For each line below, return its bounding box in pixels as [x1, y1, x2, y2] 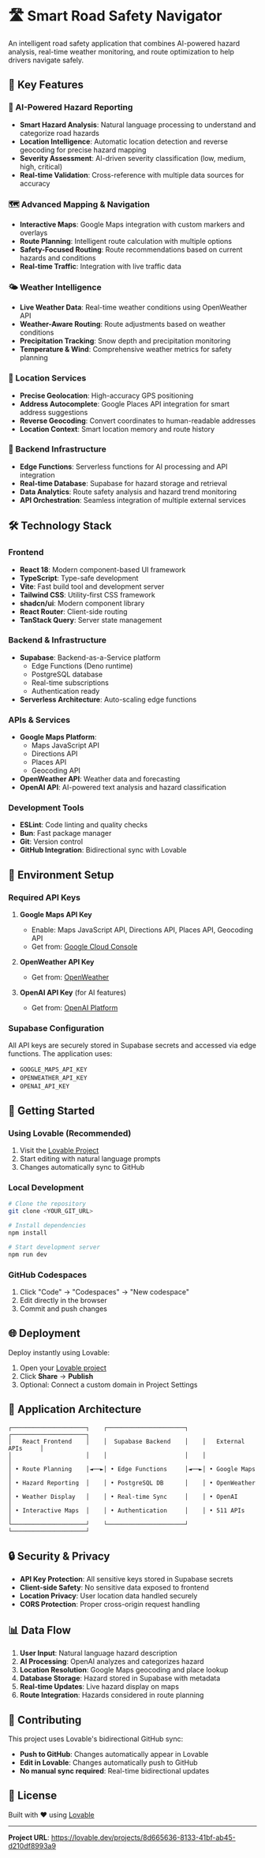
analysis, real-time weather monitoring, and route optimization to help [8, 47, 235, 56]
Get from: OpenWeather [31, 972, 110, 982]
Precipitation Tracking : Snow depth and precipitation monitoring [19, 336, 231, 346]
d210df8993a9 [8, 1841, 57, 1850]
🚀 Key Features [8, 78, 84, 92]
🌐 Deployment [8, 1327, 80, 1340]
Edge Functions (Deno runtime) [31, 661, 133, 670]
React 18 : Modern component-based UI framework [19, 564, 186, 574]
